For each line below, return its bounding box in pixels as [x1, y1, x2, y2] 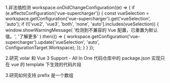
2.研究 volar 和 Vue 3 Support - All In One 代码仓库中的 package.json [5, 55, 151, 61]
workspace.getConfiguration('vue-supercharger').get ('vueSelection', [5, 16, 151, 21]
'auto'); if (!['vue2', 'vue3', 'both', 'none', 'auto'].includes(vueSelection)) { [5, 21, 159, 27]
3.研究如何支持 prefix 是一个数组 [5, 72, 74, 78]
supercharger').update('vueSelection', [5, 39, 86, 45]
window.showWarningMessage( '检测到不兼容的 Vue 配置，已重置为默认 [5, 27, 158, 33]
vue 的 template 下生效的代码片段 [11, 62, 82, 67]
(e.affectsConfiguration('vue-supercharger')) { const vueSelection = [5, 10, 150, 16]
